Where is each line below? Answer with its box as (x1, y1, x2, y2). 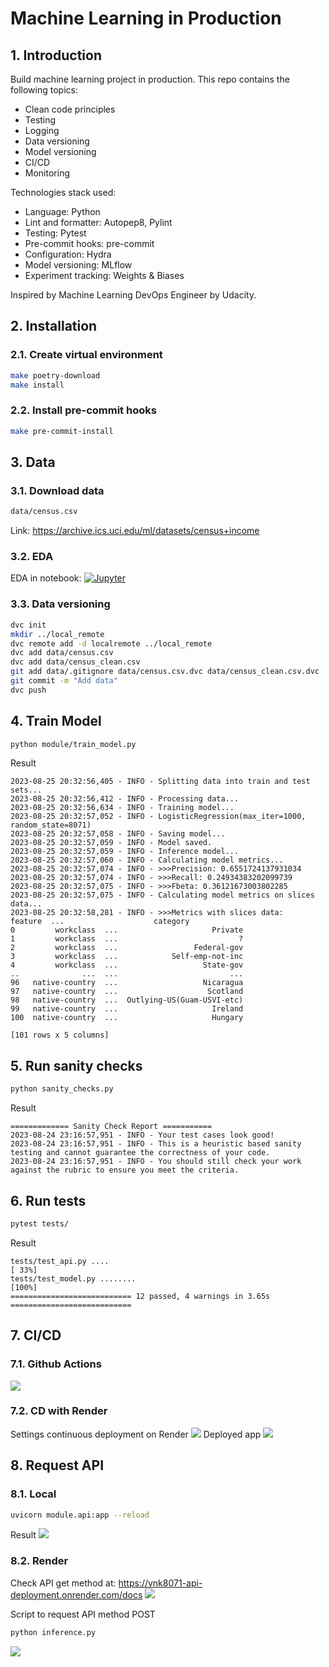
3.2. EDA (10, 550, 54, 564)
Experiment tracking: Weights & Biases (24, 270, 185, 281)
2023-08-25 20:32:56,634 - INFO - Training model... (10, 803, 235, 813)
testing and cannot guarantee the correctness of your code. (10, 1148, 271, 1158)
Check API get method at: (10, 1577, 117, 1589)
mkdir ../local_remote (10, 629, 105, 639)
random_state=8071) (10, 820, 92, 831)
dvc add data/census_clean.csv (10, 657, 141, 667)
